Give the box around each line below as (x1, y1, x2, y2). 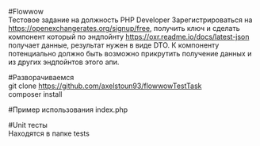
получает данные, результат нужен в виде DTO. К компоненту (8, 40, 220, 50)
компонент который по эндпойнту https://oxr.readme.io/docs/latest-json (8, 32, 250, 41)
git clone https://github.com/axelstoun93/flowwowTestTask (8, 81, 202, 90)
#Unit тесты (8, 121, 48, 129)
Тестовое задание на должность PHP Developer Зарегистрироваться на (8, 15, 253, 25)
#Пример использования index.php (8, 105, 128, 114)
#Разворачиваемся (8, 73, 75, 82)
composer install (8, 90, 63, 98)
